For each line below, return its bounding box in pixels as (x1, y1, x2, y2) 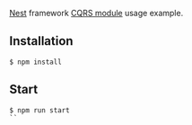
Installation (9, 33, 74, 49)
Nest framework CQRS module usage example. (9, 8, 184, 18)
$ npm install (9, 58, 63, 67)
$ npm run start (9, 105, 70, 115)
